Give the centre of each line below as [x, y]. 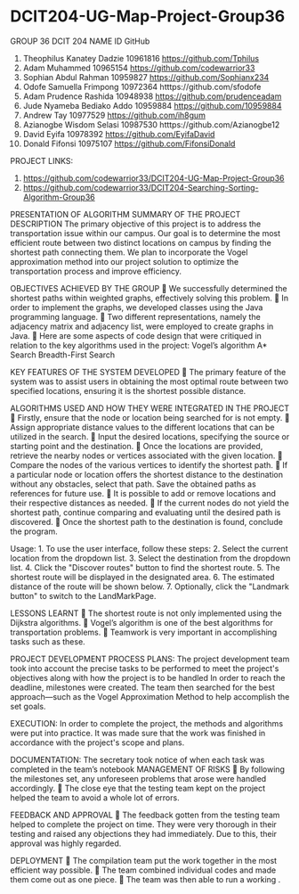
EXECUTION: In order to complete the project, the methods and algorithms [147, 723]
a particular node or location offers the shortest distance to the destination [147, 474]
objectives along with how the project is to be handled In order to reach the [148, 677]
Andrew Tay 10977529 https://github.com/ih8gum [114, 115]
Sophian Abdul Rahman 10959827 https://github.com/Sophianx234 [146, 77]
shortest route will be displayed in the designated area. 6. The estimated [142, 577]
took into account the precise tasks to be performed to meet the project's [145, 668]
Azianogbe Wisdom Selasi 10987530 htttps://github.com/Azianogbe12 [151, 124]
